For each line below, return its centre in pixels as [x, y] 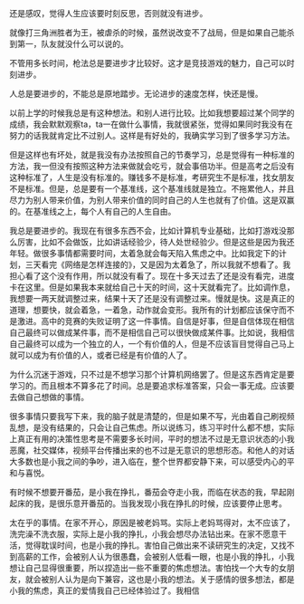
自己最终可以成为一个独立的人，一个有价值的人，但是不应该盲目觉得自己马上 [152, 344]
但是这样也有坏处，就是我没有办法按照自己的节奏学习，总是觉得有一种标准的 [152, 155]
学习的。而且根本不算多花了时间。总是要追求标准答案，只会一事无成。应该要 [152, 386]
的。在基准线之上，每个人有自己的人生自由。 [93, 211]
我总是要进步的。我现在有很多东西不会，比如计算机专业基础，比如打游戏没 [148, 230]
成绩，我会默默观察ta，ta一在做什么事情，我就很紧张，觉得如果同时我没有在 [152, 124]
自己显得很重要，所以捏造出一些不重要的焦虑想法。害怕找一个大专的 [152, 568]
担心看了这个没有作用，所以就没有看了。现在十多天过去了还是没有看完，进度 [152, 276]
